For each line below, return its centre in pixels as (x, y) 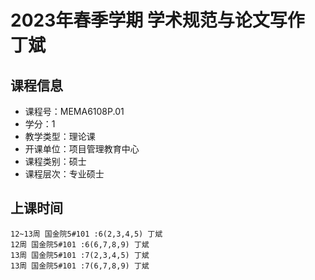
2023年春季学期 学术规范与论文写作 (157, 20)
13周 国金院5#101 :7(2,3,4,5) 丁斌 (80, 255)
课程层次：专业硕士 (64, 174)
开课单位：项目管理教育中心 (82, 149)
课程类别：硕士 (55, 161)
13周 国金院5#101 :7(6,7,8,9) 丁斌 (80, 266)
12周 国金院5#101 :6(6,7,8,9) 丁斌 (80, 244)
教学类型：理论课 (60, 136)
